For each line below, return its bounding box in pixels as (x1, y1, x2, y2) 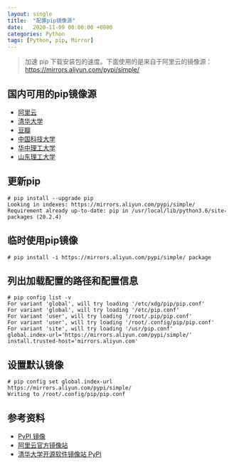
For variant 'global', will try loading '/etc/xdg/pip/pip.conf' (7, 301, 205, 308)
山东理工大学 (17, 152, 55, 161)
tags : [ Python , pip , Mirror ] (7, 37, 94, 44)
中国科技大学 (17, 135, 55, 143)
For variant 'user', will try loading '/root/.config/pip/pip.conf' (7, 319, 215, 326)
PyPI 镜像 (17, 432, 46, 440)
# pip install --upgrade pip (7, 194, 94, 202)
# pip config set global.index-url (7, 378, 113, 385)
